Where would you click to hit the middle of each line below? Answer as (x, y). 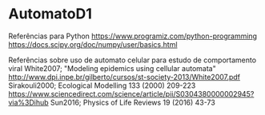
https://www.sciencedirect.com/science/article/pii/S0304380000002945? (131, 93)
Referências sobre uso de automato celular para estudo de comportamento (132, 60)
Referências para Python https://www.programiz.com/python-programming (133, 36)
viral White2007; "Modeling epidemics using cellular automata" (112, 68)
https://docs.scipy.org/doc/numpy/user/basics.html (93, 44)
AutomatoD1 (50, 14)
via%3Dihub (29, 102)
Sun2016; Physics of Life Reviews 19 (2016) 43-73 (133, 102)
